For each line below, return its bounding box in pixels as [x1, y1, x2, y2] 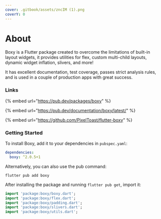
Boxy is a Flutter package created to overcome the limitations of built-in [5, 49, 150, 55]
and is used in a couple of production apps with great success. [5, 74, 133, 80]
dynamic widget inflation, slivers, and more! [5, 60, 94, 65]
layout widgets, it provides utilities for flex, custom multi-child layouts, [5, 55, 147, 61]
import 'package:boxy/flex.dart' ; [5, 195, 76, 201]
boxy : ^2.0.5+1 [9, 155, 41, 159]
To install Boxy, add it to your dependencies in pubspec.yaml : [5, 141, 128, 147]
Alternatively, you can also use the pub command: [5, 163, 107, 169]
